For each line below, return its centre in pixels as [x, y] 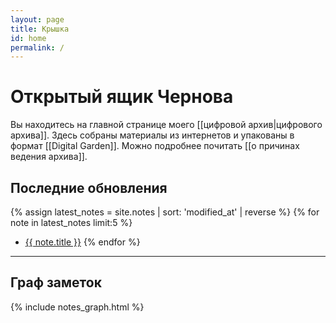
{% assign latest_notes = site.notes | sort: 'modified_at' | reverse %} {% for [165, 212]
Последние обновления [89, 187]
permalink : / [37, 47]
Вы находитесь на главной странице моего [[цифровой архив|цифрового [166, 125]
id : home [28, 38]
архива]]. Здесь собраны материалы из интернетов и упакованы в [152, 135]
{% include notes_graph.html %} [77, 307]
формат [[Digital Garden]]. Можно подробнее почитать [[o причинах [155, 146]
